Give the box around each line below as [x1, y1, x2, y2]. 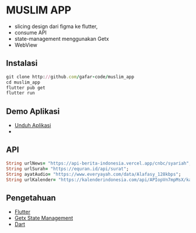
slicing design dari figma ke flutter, [14, 23, 98, 30]
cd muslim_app [6, 79, 41, 85]
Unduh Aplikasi [14, 122, 51, 129]
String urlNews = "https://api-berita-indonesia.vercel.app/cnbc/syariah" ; [6, 160, 192, 166]
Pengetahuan [6, 193, 57, 203]
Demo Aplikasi [6, 106, 60, 116]
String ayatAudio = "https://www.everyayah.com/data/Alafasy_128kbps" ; [6, 171, 181, 177]
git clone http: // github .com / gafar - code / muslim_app [6, 74, 134, 79]
